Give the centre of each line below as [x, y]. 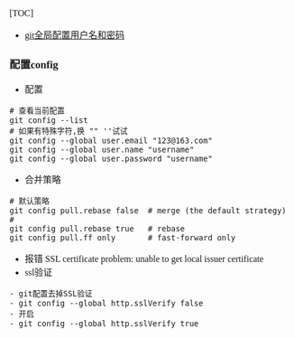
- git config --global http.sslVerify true [104, 323]
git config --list [49, 120]
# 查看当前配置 [37, 110]
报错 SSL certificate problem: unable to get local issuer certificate [144, 258]
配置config [34, 65]
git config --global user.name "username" [102, 149]
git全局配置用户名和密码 [75, 35]
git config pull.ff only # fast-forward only [123, 237]
